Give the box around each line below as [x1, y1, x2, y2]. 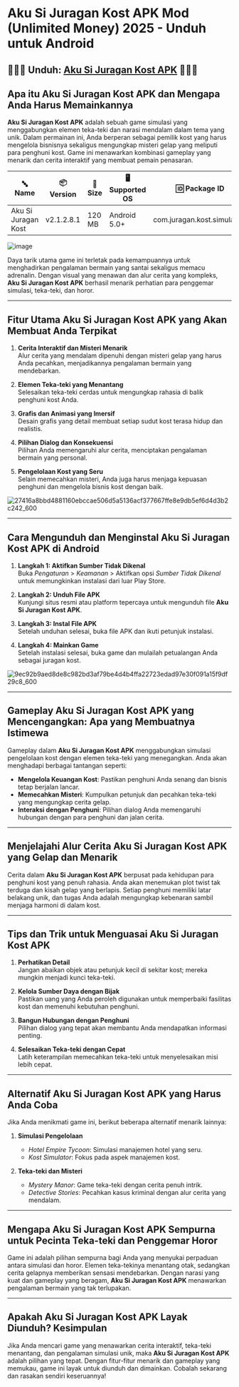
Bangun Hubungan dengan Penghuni [17, 1016, 129, 1025]
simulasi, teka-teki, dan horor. [7, 286, 95, 295]
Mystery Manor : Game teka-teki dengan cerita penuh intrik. [28, 1181, 203, 1189]
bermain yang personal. [17, 453, 87, 462]
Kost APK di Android [7, 543, 100, 555]
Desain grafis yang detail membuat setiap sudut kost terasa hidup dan [17, 417, 223, 425]
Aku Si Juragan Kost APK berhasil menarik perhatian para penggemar [7, 278, 214, 287]
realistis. [17, 425, 43, 433]
